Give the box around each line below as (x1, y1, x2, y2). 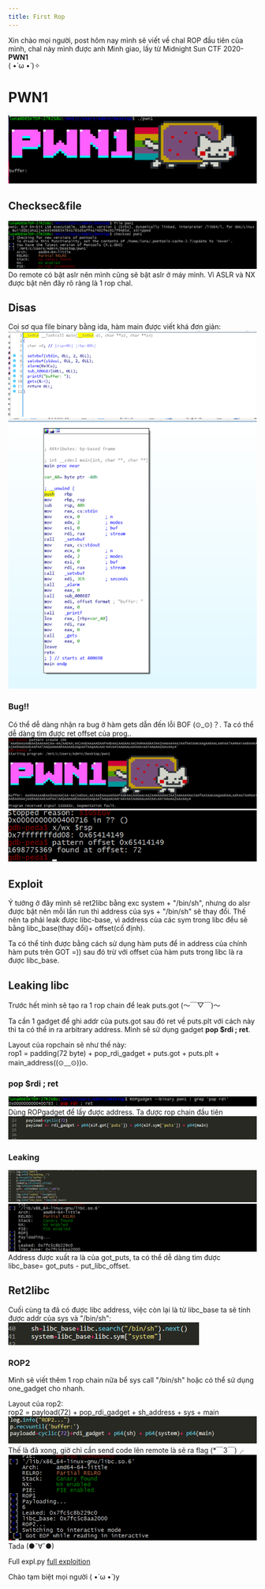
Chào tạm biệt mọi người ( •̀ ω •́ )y (8, 1572, 120, 1581)
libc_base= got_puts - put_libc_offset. (8, 1261, 131, 1270)
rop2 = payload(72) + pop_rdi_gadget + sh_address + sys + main (8, 1407, 219, 1417)
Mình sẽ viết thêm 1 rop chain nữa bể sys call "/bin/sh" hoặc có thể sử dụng (8, 1375, 254, 1384)
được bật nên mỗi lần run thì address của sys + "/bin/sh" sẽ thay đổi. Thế (8, 906, 246, 917)
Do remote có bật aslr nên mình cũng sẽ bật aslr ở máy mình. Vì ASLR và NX (8, 270, 256, 279)
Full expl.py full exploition (8, 1557, 91, 1566)
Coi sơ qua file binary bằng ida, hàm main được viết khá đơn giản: (8, 322, 221, 331)
